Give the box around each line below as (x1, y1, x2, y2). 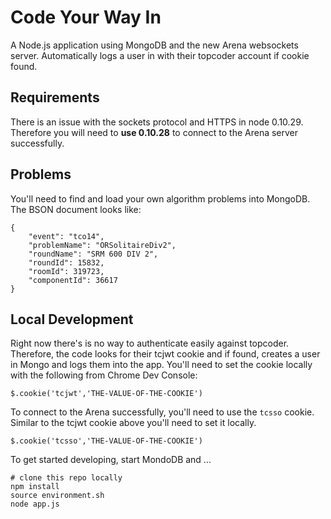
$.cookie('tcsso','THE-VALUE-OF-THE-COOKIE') (10, 436, 203, 446)
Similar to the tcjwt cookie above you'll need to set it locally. (10, 417, 257, 429)
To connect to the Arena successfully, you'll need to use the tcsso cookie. (10, 406, 315, 418)
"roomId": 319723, (28, 266, 105, 276)
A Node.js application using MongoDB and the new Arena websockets (10, 39, 299, 51)
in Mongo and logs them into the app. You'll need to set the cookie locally (10, 359, 313, 371)
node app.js (10, 499, 60, 510)
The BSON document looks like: (10, 203, 142, 215)
